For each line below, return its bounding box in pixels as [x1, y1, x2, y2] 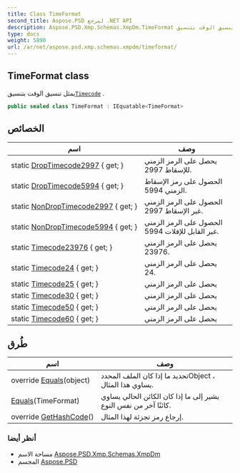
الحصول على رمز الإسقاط [144, 176, 223, 186]
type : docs [7, 30, 40, 38]
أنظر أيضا [7, 433, 36, 443]
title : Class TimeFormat [7, 10, 81, 18]
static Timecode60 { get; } [11, 313, 99, 323]
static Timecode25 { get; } [11, 279, 99, 289]
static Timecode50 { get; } [11, 302, 99, 312]
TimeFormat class [7, 70, 89, 82]
